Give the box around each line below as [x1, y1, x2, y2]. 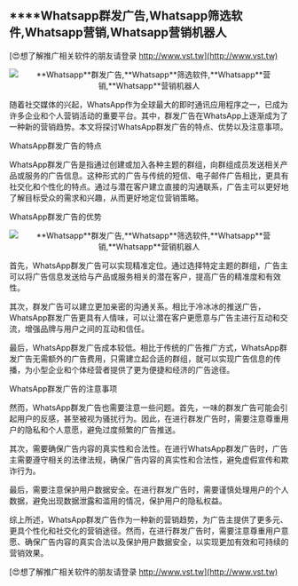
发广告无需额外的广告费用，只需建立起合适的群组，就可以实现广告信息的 [9, 353, 273, 364]
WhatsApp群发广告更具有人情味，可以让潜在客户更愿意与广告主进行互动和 [9, 312, 281, 322]
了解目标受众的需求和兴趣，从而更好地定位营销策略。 [9, 192, 204, 202]
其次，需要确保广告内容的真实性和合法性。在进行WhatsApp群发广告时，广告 [9, 443, 288, 454]
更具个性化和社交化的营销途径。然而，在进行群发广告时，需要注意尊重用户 [9, 525, 281, 535]
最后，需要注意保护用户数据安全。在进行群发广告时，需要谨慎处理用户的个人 [9, 484, 289, 495]
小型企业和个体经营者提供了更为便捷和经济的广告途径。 [32, 364, 235, 375]
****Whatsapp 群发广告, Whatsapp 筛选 [9, 8, 231, 24]
